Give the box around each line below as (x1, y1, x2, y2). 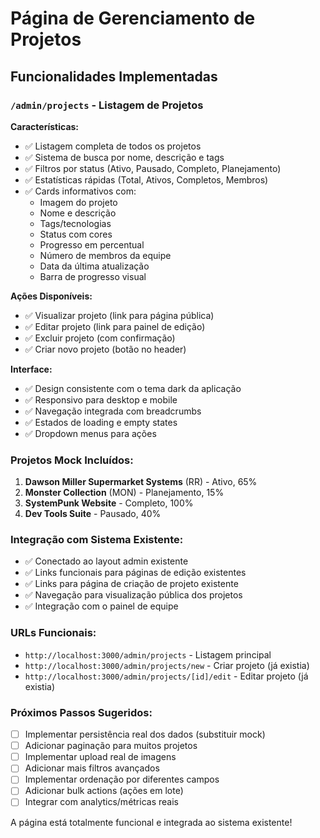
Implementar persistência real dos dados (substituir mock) (24, 728, 266, 741)
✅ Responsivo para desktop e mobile (24, 393, 178, 406)
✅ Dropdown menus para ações (24, 427, 157, 439)
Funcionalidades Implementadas (10, 68, 218, 85)
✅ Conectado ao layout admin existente (24, 555, 189, 567)
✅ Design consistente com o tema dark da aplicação (24, 382, 242, 394)
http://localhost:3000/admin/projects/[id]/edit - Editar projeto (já (24, 670, 309, 682)
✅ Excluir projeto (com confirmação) (24, 332, 176, 344)
